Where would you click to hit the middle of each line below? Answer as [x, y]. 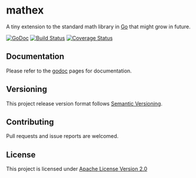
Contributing [30, 122]
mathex [25, 10]
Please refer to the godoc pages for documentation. [69, 71]
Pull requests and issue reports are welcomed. [62, 136]
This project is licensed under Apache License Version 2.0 [77, 169]
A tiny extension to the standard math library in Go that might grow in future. [99, 27]
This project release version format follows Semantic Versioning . [84, 103]
